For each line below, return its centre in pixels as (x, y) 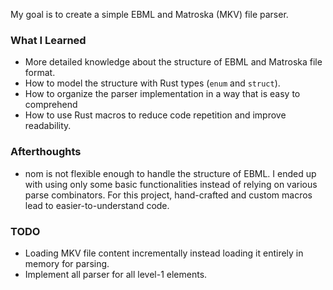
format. (40, 73)
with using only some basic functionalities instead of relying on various (171, 184)
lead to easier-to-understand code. (97, 205)
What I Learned (48, 40)
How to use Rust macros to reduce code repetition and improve (155, 115)
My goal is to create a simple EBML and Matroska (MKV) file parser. (149, 14)
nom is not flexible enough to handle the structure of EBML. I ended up (170, 173)
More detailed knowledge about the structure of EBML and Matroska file (173, 62)
